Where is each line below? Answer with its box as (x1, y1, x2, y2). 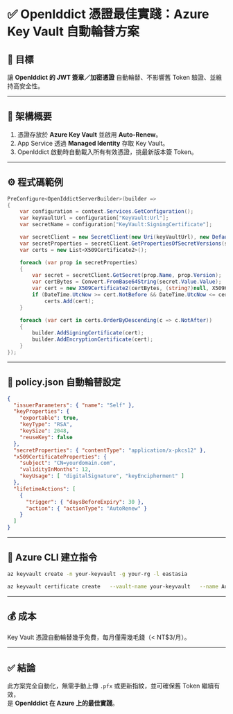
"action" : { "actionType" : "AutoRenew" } (25, 504, 148, 512)
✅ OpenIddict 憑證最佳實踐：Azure (7, 6, 209, 22)
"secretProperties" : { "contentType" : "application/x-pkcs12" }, (13, 447, 207, 454)
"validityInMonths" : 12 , (19, 466, 92, 473)
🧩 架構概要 (7, 110, 52, 122)
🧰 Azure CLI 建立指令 (7, 552, 98, 563)
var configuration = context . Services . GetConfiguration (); (19, 208, 194, 215)
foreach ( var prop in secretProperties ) (19, 259, 138, 266)
